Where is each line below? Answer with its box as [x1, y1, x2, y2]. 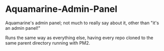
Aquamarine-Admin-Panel [5, 3, 118, 15]
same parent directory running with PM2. [5, 40, 91, 46]
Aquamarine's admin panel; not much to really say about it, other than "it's [5, 20, 159, 26]
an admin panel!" [5, 25, 41, 31]
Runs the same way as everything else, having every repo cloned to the [5, 35, 153, 41]
